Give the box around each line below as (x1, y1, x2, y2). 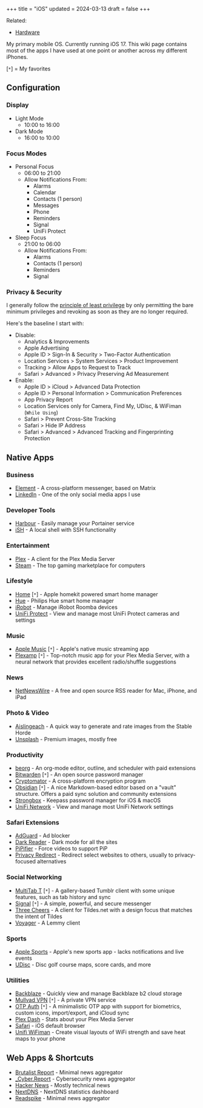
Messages (33, 202, 59, 209)
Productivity (6, 750, 44, 759)
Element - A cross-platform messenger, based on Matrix (15, 484, 156, 491)
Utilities (6, 976, 30, 984)
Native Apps (6, 452, 55, 463)
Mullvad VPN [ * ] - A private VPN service (15, 996, 116, 1004)
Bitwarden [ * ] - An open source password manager (15, 771, 144, 778)
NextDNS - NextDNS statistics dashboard (15, 1088, 119, 1095)
